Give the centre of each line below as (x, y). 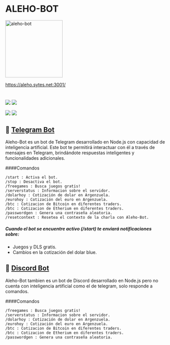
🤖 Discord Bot (27, 268)
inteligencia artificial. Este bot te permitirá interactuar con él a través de (80, 147)
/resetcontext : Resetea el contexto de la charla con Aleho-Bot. (77, 217)
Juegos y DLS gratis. (35, 247)
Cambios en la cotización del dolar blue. (55, 252)
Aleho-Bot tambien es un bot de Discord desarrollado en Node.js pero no (82, 280)
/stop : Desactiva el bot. (34, 182)
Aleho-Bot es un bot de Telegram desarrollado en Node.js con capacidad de (85, 142)
